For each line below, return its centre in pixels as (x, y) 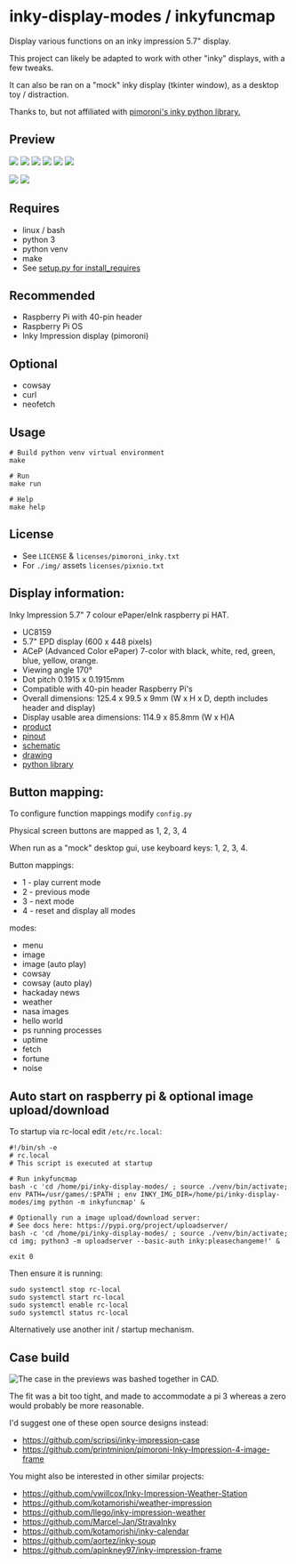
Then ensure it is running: (56, 1273)
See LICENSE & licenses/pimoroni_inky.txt (101, 556)
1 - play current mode (61, 883)
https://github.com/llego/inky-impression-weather (114, 1512)
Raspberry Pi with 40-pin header (82, 317)
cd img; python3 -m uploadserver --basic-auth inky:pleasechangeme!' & (144, 1242)
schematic (41, 746)
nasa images (45, 1012)
